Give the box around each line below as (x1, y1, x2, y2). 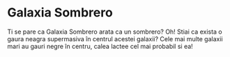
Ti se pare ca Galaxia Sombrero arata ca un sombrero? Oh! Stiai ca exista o (7, 27, 223, 36)
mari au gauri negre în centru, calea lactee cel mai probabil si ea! (7, 42, 193, 50)
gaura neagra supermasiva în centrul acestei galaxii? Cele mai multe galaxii (7, 34, 223, 43)
